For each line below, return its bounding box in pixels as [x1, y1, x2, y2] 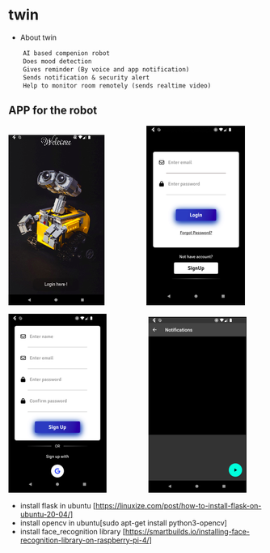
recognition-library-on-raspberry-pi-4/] [19, 535, 152, 545]
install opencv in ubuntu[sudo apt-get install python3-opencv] [19, 517, 228, 528]
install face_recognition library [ [19, 526, 126, 536]
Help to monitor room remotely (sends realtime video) [23, 81, 212, 90]
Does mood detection [23, 57, 92, 66]
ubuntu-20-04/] [19, 509, 74, 519]
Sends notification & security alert [23, 73, 150, 82]
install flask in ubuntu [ [19, 500, 96, 510]
